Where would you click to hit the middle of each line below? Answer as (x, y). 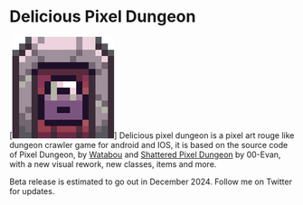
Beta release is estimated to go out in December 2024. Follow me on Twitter (151, 182)
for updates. (32, 191)
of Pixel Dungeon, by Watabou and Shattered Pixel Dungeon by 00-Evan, (145, 154)
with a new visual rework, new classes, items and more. (113, 163)
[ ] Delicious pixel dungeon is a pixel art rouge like (152, 135)
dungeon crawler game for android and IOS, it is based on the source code (149, 144)
